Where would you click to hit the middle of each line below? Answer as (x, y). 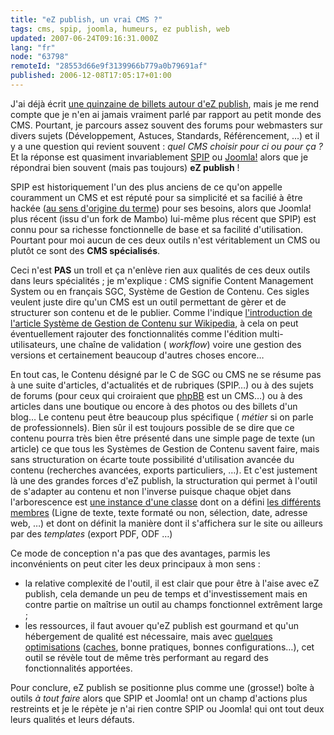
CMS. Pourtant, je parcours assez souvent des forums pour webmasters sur (166, 125)
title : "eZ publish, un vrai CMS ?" (86, 19)
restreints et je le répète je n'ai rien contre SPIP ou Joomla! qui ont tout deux (167, 708)
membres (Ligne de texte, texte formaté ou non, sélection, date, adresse (159, 512)
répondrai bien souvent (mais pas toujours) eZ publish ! (125, 167)
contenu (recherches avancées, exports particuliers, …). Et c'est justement (164, 470)
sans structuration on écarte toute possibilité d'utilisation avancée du (152, 459)
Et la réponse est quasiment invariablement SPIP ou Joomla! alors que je (159, 157)
